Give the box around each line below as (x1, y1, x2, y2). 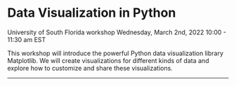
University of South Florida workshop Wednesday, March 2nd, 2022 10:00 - (7, 28, 227, 36)
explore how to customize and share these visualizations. (7, 64, 173, 72)
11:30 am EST (7, 35, 46, 43)
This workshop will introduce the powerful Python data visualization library (7, 49, 223, 57)
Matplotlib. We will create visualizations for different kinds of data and (7, 56, 209, 64)
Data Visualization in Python (7, 5, 176, 21)
